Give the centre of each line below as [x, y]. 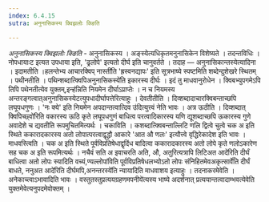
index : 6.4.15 [32, 16]
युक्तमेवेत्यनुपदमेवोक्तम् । [39, 188]
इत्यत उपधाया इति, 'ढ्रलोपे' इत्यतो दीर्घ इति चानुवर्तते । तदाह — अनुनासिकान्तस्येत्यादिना [146, 62]
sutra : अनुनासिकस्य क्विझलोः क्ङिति [54, 23]
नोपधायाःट [21, 62]
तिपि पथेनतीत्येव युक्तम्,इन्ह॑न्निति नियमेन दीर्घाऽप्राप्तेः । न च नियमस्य [92, 89]
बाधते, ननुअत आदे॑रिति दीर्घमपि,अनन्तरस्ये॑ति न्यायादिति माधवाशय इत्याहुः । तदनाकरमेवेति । [122, 170]
